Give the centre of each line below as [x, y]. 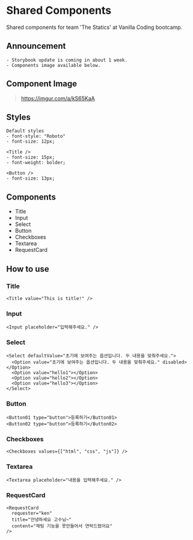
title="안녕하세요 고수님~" [42, 520]
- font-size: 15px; [31, 157]
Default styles [25, 131]
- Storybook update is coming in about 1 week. [67, 60]
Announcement [36, 46]
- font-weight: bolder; [36, 163]
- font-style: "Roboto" [36, 136]
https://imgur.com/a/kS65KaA [58, 98]
